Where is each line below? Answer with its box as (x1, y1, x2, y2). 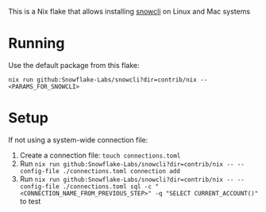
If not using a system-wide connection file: (8, 134, 148, 145)
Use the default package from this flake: (8, 60, 141, 70)
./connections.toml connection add (62, 167, 180, 175)
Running (8, 35, 65, 52)
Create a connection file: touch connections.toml (19, 150, 181, 160)
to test (19, 196, 41, 206)
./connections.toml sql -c (62, 182, 152, 191)
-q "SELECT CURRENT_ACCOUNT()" (154, 189, 259, 197)
